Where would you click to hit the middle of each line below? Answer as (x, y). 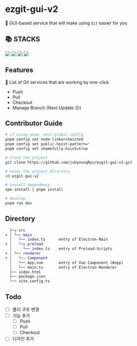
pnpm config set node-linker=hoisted (44, 140)
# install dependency (28, 185)
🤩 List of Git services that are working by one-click (57, 82)
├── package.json (28, 277)
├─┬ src (18, 230)
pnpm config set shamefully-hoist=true (47, 149)
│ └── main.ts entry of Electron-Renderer (63, 267)
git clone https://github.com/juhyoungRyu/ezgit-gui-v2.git (69, 162)
